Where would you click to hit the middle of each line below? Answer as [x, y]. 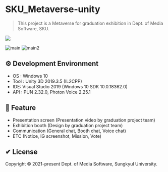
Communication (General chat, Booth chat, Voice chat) [69, 131]
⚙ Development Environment [52, 64]
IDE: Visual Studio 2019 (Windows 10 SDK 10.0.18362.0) [70, 86]
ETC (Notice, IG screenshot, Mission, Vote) [57, 136]
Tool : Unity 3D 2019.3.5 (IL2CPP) [47, 81]
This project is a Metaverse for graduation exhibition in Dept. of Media [90, 23]
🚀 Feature [21, 108]
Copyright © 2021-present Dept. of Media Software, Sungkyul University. [81, 164]
